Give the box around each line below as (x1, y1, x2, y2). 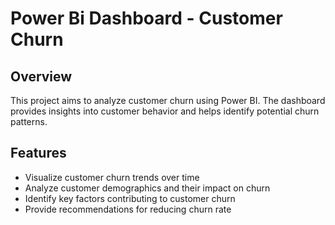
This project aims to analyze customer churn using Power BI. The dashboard (10, 95, 326, 106)
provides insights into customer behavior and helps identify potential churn (10, 105, 320, 117)
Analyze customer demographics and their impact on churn (24, 182, 271, 194)
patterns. (10, 116, 48, 127)
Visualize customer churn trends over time (24, 171, 200, 183)
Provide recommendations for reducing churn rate (24, 203, 232, 215)
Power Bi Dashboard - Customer (10, 7, 283, 30)
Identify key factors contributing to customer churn (24, 192, 236, 204)
